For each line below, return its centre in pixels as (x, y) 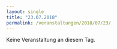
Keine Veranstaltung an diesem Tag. (51, 40)
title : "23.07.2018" (32, 17)
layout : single (25, 12)
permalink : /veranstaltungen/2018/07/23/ (59, 23)
